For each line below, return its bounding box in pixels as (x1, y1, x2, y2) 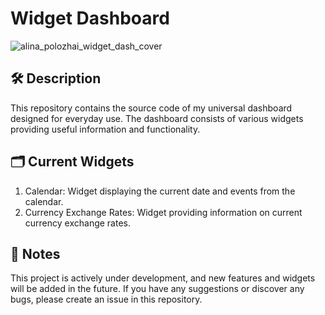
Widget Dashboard (10, 7, 170, 30)
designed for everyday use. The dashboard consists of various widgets (10, 112, 304, 124)
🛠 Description (10, 70, 102, 87)
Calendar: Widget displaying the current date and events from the (24, 185, 296, 197)
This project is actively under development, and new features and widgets (10, 272, 316, 284)
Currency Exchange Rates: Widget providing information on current (24, 206, 303, 218)
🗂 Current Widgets (10, 153, 135, 171)
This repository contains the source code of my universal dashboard (10, 102, 293, 114)
